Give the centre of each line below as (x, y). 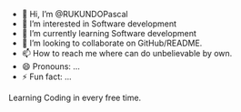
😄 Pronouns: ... (51, 66)
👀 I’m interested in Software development (99, 24)
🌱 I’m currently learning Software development (109, 33)
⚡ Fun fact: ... (46, 76)
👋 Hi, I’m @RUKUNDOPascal (75, 14)
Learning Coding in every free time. (75, 97)
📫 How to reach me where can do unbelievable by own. (127, 53)
